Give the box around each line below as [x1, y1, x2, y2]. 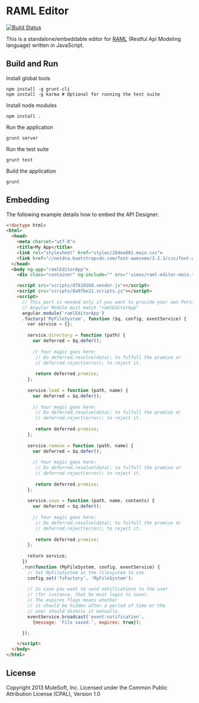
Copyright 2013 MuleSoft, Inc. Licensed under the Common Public [6, 684, 168, 691]
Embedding [6, 195, 50, 205]
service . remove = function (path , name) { [27, 442, 134, 449]
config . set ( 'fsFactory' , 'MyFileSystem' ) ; [27, 575, 134, 581]
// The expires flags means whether [27, 597, 118, 603]
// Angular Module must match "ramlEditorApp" [21, 305, 139, 311]
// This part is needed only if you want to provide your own [21, 299, 179, 305]
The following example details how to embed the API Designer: [6, 211, 160, 218]
